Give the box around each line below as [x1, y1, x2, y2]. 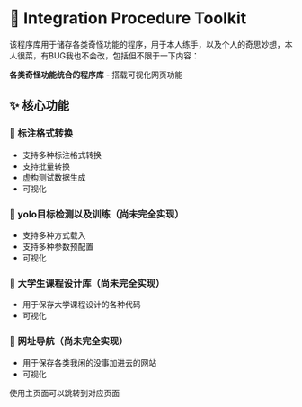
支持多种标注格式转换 [22, 149, 102, 160]
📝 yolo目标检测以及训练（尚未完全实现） [9, 208, 184, 220]
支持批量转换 [22, 161, 70, 172]
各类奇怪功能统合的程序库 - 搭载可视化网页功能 [9, 69, 183, 80]
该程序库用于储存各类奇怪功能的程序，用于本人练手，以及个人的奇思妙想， [9, 39, 285, 49]
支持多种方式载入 [22, 229, 86, 241]
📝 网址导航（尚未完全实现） [9, 335, 129, 348]
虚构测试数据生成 [22, 172, 86, 182]
